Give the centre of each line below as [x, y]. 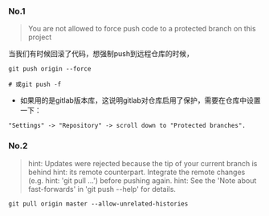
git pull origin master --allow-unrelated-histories [98, 204]
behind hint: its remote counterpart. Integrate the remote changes [137, 172]
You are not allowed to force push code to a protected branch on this [142, 29]
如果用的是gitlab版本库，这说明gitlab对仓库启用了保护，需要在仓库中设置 [140, 100]
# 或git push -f [35, 85]
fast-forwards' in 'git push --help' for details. [102, 189]
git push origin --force [50, 69]
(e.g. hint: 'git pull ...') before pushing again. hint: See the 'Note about [142, 180]
